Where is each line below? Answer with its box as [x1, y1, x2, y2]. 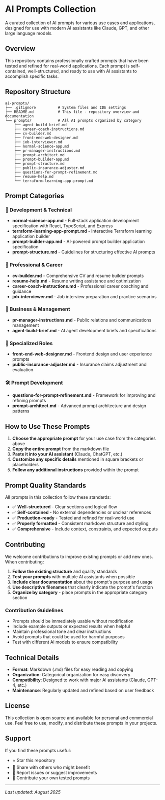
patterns [12, 408, 29, 414]
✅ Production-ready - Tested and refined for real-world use [12, 515, 135, 521]
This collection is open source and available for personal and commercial [5, 715, 153, 721]
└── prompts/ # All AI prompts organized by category [5, 118, 141, 123]
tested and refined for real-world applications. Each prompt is [5, 63, 130, 69]
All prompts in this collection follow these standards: [5, 494, 111, 500]
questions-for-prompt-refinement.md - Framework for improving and [12, 392, 156, 398]
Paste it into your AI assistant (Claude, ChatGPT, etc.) [12, 451, 123, 457]
